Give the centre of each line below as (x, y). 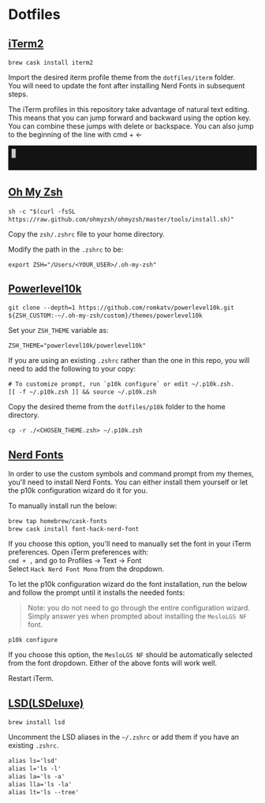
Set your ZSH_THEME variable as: (58, 331)
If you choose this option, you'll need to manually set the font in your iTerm (130, 544)
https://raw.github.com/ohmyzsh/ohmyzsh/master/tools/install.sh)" (121, 219)
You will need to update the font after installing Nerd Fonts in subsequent (127, 86)
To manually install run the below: (63, 506)
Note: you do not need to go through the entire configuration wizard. (139, 608)
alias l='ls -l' (35, 768)
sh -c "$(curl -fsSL (42, 211)
